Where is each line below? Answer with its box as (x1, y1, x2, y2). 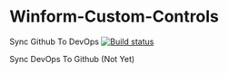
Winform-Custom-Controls (9, 6, 220, 27)
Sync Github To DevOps (9, 36, 100, 47)
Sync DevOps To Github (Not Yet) (9, 53, 135, 64)
